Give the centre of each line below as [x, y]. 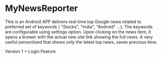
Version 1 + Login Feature [31, 51]
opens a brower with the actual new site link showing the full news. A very [79, 37]
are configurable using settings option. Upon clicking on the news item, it [78, 32]
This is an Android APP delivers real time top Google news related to [73, 22]
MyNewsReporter [41, 8]
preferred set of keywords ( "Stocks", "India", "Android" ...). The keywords [79, 26]
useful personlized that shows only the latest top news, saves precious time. [81, 42]
